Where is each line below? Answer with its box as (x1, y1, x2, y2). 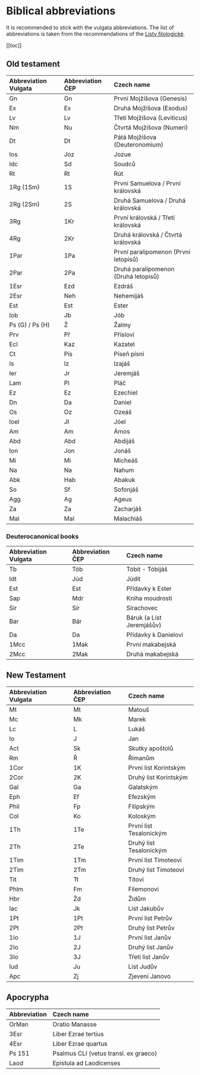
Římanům (128, 754, 155, 762)
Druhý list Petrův (128, 924, 175, 932)
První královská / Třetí (114, 213, 175, 222)
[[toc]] (6, 42, 22, 49)
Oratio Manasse (52, 1020, 97, 1029)
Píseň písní (114, 350, 145, 358)
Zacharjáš (114, 505, 142, 513)
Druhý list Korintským (128, 773, 188, 781)
